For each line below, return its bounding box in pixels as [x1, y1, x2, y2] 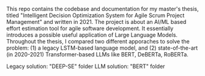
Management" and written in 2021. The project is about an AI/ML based [6, 18, 187, 25]
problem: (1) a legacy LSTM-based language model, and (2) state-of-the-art [6, 44, 198, 51]
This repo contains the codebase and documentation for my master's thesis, [6, 6, 199, 12]
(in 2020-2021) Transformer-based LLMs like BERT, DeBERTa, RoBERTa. [6, 51, 188, 58]
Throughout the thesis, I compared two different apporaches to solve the [6, 38, 190, 45]
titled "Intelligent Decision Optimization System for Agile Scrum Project [6, 12, 185, 19]
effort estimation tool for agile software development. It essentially [6, 25, 174, 32]
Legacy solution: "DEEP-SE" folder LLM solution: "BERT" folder [6, 63, 165, 70]
